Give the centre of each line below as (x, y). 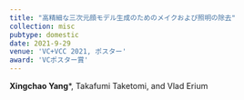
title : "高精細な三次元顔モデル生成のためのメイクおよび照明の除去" (123, 18)
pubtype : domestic (44, 35)
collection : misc (42, 26)
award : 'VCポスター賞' (49, 60)
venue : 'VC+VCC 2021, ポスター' (68, 52)
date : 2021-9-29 (40, 43)
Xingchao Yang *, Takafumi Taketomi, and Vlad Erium (109, 86)
